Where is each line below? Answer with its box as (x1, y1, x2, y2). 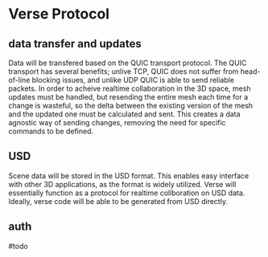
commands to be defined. (8, 126, 94, 136)
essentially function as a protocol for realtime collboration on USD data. (8, 188, 245, 198)
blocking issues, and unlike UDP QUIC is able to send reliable (31, 75, 235, 84)
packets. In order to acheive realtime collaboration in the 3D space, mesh (8, 84, 251, 93)
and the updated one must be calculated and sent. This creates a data (8, 109, 241, 119)
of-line (8, 75, 31, 84)
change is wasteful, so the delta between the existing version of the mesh (8, 101, 254, 110)
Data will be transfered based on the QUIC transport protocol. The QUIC (8, 58, 247, 67)
